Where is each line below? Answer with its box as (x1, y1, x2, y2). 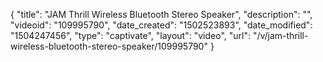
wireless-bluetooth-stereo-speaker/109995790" (10, 40, 208, 52)
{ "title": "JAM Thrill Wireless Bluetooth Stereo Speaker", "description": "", (10, 9, 313, 20)
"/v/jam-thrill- (252, 30, 309, 41)
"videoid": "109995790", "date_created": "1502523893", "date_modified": (10, 19, 313, 31)
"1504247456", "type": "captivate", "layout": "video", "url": (10, 30, 251, 41)
